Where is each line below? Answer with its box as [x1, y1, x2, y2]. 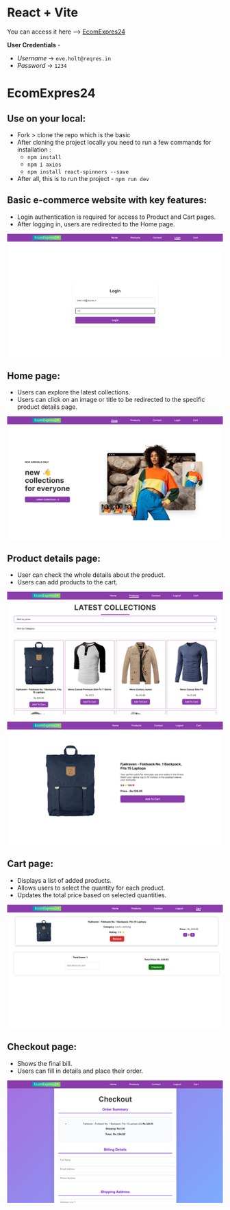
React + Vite [7, 5, 79, 21]
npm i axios [27, 161, 62, 168]
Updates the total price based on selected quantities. [16, 890, 167, 899]
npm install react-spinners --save [27, 168, 129, 176]
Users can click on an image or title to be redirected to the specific [16, 396, 205, 404]
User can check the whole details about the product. [16, 571, 166, 579]
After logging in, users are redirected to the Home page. [16, 220, 175, 228]
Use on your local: [7, 112, 86, 124]
